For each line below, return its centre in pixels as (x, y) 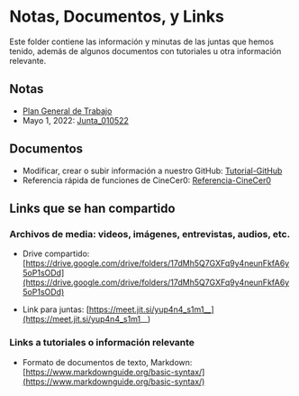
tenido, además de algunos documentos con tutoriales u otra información (145, 51)
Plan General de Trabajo (67, 111)
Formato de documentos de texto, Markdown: (107, 362)
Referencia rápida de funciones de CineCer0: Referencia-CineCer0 (147, 180)
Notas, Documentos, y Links (117, 17)
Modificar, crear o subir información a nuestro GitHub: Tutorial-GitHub (152, 170)
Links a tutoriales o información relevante (102, 343)
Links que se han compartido (92, 208)
